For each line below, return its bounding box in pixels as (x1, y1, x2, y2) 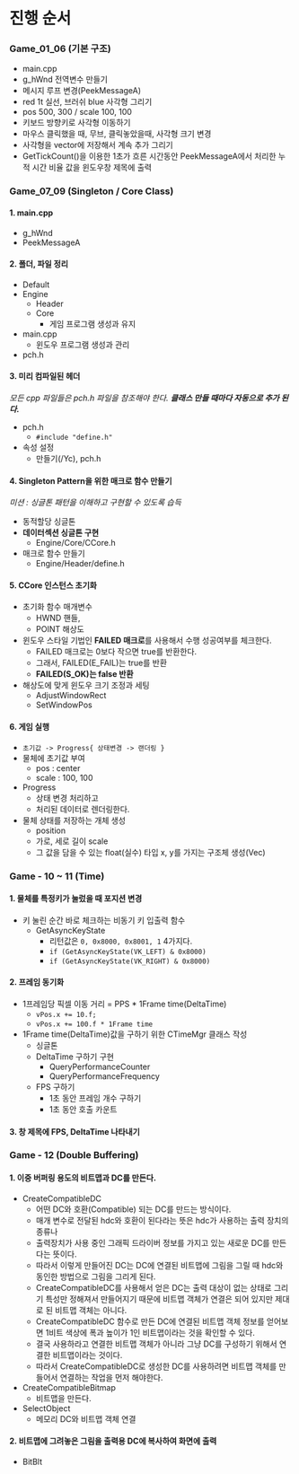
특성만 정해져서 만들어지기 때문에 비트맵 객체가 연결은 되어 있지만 (45, 1294, 274, 1304)
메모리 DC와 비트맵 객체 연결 (35, 1413, 136, 1424)
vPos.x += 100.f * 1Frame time (35, 1020, 154, 1029)
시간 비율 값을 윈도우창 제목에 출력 (31, 162, 153, 173)
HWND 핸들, (35, 612, 81, 624)
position (35, 825, 66, 836)
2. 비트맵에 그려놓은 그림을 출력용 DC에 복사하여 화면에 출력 (9, 1435, 217, 1446)
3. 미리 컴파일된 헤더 (9, 371, 81, 382)
